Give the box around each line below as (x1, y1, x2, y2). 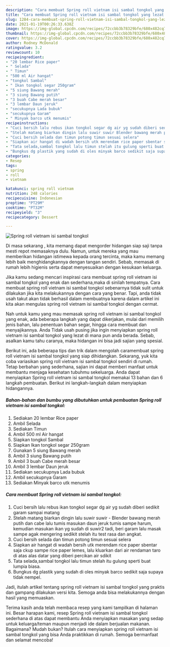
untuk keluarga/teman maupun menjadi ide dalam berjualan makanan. (6, 621, 151, 627)
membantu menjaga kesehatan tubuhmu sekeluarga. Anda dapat (6, 369, 140, 375)
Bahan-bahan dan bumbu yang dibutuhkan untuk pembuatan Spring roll (6, 397, 162, 403)
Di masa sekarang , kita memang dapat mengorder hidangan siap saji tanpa (6, 243, 163, 249)
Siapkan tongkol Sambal (13, 437, 64, 443)
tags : (6, 163, 17, 168)
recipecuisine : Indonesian (6, 196, 63, 201)
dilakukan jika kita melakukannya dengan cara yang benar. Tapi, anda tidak (6, 290, 161, 297)
